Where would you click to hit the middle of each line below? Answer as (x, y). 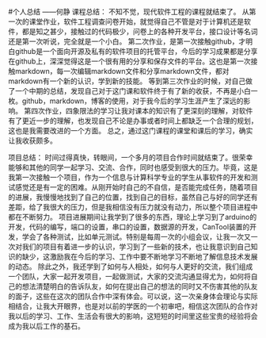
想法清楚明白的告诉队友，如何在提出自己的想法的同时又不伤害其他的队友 (140, 286)
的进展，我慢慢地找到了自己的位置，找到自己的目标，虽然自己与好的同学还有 (133, 197)
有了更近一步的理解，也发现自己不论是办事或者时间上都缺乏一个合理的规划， (133, 121)
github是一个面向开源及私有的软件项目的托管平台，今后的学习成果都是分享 (136, 51)
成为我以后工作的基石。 (46, 326)
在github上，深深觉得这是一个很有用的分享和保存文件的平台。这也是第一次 (129, 61)
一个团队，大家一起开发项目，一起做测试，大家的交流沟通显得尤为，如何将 (129, 277)
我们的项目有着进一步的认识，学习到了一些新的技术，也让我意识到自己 (136, 247)
